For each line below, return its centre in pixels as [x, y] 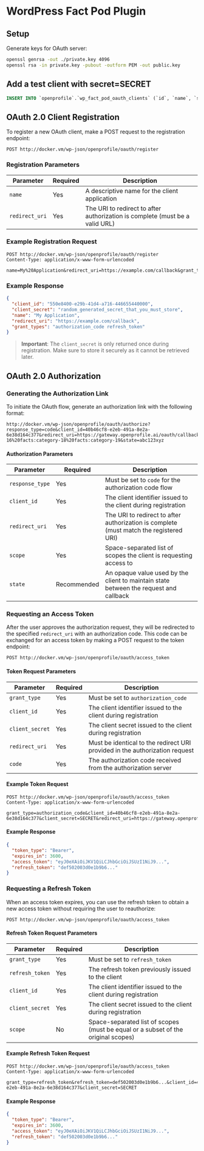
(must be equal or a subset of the [136, 1029]
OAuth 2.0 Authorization [54, 376]
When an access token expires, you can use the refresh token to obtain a [98, 902]
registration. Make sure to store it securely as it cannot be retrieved [105, 350]
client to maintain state [138, 581]
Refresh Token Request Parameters [52, 933]
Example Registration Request [52, 242]
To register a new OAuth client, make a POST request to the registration [96, 132]
